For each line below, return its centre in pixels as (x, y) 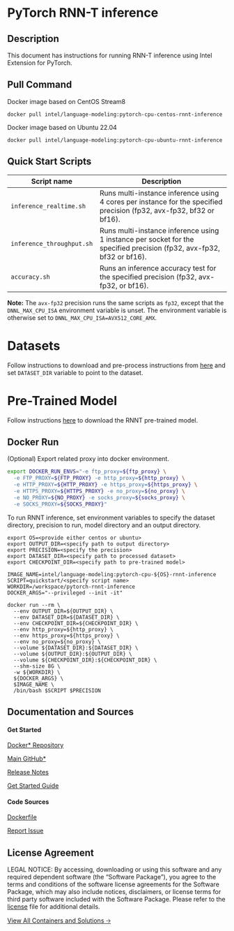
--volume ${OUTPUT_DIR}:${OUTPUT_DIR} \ (73, 654)
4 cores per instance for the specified (161, 202)
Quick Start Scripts (49, 162)
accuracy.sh (31, 277)
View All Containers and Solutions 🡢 (59, 921)
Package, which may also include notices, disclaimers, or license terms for (114, 892)
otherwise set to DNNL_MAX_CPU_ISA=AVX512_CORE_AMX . (82, 317)
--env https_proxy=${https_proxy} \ (67, 636)
